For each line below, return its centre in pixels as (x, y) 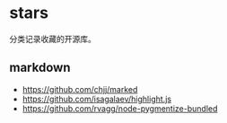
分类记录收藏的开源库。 (52, 39)
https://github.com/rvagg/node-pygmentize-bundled (120, 108)
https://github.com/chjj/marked (80, 89)
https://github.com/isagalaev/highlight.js (97, 99)
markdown (40, 68)
